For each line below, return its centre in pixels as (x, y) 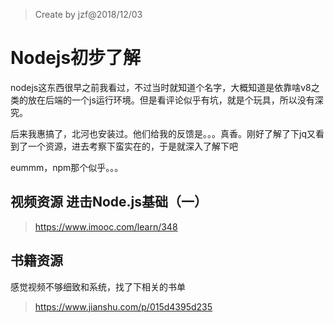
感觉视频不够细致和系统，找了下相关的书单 (98, 286)
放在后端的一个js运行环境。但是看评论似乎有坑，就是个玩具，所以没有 (171, 100)
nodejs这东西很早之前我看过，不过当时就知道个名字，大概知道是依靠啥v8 (161, 87)
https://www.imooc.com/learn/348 (106, 226)
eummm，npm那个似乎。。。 (67, 167)
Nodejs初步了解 (76, 58)
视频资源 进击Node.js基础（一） (109, 202)
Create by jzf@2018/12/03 (88, 14)
